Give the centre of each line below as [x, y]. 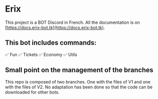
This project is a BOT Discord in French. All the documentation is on [72, 22]
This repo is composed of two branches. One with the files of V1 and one [78, 82]
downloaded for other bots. [32, 92]
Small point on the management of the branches [79, 70]
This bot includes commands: [51, 43]
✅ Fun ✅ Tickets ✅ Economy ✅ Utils [41, 54]
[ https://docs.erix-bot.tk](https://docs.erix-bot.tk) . [55, 27]
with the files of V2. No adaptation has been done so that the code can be [79, 87]
